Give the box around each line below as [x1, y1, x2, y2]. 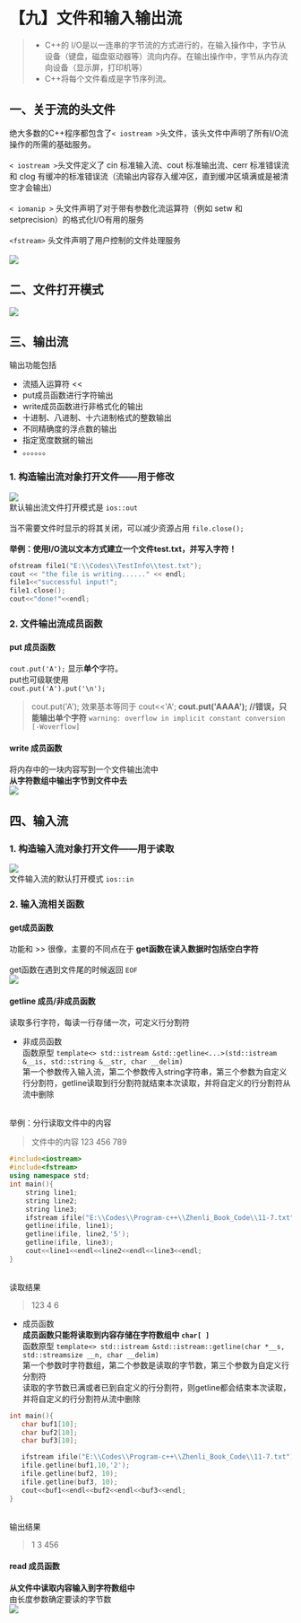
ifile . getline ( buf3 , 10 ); [21, 1478, 118, 1487]
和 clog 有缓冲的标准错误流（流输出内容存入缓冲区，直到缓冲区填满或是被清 [9, 171, 289, 181]
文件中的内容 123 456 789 [30, 1136, 127, 1147]
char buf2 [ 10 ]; [21, 1428, 78, 1437]
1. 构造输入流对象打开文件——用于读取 [9, 842, 175, 855]
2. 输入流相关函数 [9, 898, 85, 910]
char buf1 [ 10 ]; [21, 1419, 78, 1428]
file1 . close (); [9, 586, 66, 595]
